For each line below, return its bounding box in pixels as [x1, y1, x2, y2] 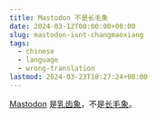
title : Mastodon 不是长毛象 [9, 13, 109, 23]
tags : [9, 38, 30, 48]
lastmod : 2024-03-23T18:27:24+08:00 [9, 73, 148, 82]
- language [17, 55, 59, 64]
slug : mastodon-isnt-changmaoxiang [9, 30, 144, 39]
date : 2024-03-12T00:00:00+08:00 [9, 22, 136, 31]
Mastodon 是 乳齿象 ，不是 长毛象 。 [9, 98, 137, 109]
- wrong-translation [17, 64, 95, 74]
